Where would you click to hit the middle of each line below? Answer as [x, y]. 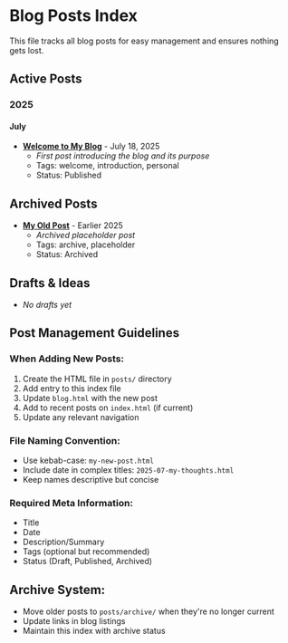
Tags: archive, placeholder [86, 245]
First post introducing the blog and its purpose [123, 156]
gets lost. [27, 50]
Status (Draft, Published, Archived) [87, 561]
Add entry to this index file [72, 388]
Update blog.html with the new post [90, 398]
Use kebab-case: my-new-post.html [88, 461]
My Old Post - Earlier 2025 [73, 226]
